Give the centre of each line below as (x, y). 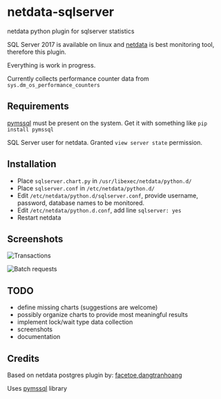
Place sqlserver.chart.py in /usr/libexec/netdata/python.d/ (104, 181)
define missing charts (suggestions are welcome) (87, 307)
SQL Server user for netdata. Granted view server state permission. (105, 142)
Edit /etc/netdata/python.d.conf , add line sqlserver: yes (99, 210)
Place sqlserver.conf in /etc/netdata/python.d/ (86, 188)
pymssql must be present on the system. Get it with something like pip (107, 123)
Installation (32, 164)
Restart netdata (39, 217)
